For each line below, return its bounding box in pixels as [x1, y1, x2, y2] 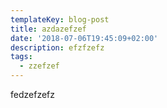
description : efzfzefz [10, 42, 105, 53]
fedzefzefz [10, 89, 55, 100]
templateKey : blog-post [10, 14, 110, 25]
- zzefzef [19, 61, 60, 71]
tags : [10, 52, 33, 62]
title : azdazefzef [10, 24, 87, 34]
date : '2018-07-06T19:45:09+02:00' [10, 33, 159, 43]
